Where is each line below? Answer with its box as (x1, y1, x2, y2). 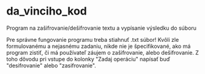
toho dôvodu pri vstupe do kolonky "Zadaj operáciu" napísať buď (6, 55, 170, 62)
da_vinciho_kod (6, 4, 88, 18)
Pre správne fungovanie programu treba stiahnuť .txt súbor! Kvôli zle (6, 36, 179, 43)
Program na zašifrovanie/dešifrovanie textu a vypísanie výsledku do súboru (6, 24, 197, 32)
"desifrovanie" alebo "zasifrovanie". (6, 62, 97, 69)
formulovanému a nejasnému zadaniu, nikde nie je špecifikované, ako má (6, 42, 191, 50)
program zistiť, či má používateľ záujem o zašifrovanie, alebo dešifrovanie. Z (6, 49, 199, 56)
